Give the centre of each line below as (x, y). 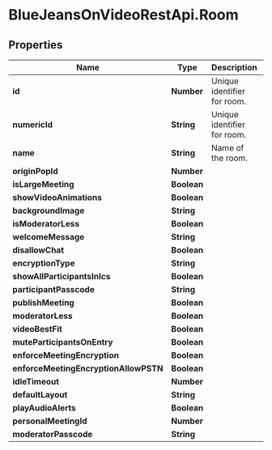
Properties (36, 45)
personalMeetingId (50, 421)
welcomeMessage (49, 237)
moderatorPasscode (53, 434)
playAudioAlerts (44, 408)
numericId (32, 125)
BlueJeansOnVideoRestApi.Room (123, 15)
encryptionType (44, 263)
